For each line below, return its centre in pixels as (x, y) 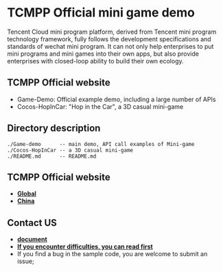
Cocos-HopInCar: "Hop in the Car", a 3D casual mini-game (100, 106)
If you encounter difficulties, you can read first (85, 247)
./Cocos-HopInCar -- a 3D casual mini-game (70, 150)
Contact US (32, 223)
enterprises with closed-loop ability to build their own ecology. (95, 61)
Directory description (54, 128)
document (32, 240)
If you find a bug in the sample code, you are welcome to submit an (112, 254)
